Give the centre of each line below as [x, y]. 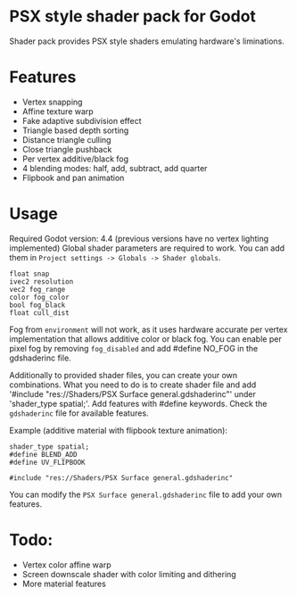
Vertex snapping [52, 102]
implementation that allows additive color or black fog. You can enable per [146, 339]
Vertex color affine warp [66, 565]
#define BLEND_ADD [43, 454]
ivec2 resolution [41, 281]
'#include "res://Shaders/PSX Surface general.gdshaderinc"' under [133, 393]
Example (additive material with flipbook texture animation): [118, 430]
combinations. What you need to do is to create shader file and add [133, 385]
